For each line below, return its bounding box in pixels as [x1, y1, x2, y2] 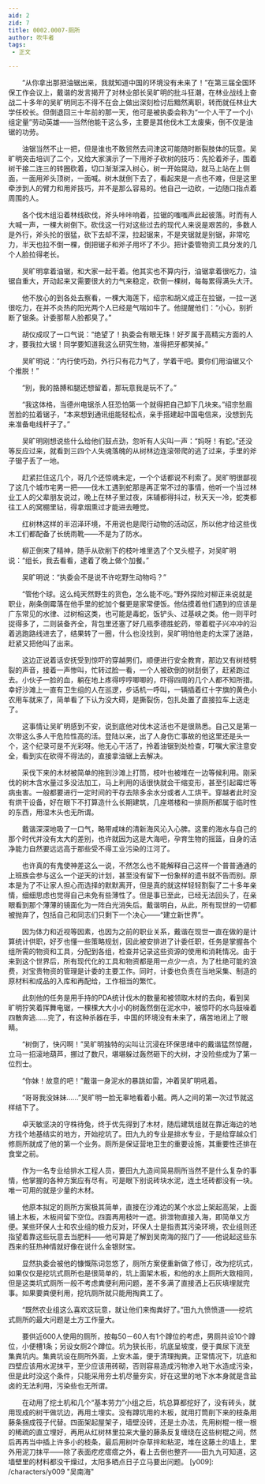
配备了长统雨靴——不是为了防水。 [35, 529, 147, 538]
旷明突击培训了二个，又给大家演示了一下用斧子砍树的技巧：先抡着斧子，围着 [8, 154, 257, 163]
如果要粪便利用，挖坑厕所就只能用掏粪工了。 [21, 1288, 167, 1298]
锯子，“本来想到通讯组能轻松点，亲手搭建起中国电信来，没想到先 [42, 410, 254, 419]
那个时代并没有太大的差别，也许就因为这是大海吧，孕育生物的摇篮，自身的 [8, 834, 250, 843]
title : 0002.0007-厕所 [8, 26, 80, 34]
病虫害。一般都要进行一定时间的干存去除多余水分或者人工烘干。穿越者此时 [8, 787, 250, 797]
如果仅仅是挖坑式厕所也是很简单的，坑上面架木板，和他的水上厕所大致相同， [8, 1268, 257, 1278]
